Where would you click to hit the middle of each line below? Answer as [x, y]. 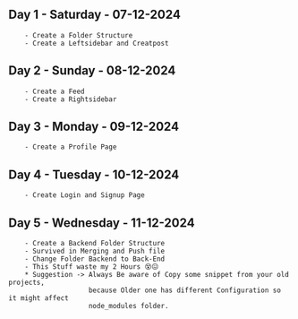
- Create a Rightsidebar [71, 99]
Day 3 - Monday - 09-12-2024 [94, 127]
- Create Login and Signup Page [85, 195]
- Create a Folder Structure [79, 35]
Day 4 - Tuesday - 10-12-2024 [94, 174]
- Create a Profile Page [71, 147]
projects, [27, 283]
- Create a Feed [55, 91]
